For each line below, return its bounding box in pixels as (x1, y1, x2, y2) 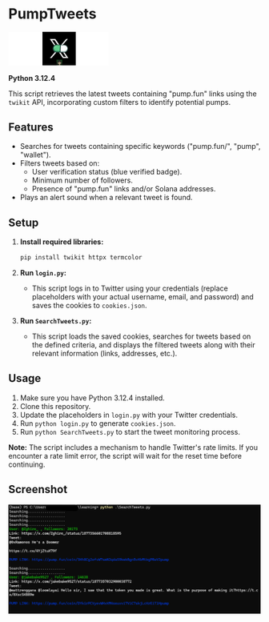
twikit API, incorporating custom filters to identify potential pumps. (8, 97, 231, 106)
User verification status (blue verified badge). (31, 167, 183, 177)
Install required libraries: (19, 237, 104, 247)
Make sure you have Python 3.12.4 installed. (19, 393, 166, 403)
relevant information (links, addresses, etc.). (31, 349, 178, 359)
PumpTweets (8, 5, 98, 23)
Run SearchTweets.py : (19, 316, 92, 326)
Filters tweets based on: (19, 159, 100, 168)
